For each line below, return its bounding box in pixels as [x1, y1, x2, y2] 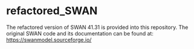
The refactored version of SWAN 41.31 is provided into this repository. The [6, 24, 189, 31]
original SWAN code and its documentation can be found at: [6, 30, 154, 37]
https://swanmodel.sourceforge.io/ [6, 36, 92, 43]
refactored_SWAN [6, 4, 98, 18]
